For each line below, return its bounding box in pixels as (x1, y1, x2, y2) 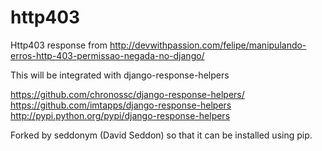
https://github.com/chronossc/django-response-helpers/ (10, 88, 245, 100)
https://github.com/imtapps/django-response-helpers (10, 99, 232, 111)
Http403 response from (10, 39, 108, 51)
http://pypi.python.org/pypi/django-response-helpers (10, 109, 231, 121)
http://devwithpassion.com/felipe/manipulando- (109, 39, 307, 51)
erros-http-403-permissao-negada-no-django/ (10, 49, 205, 61)
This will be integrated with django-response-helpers (10, 69, 230, 81)
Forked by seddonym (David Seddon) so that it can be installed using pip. (10, 129, 313, 141)
